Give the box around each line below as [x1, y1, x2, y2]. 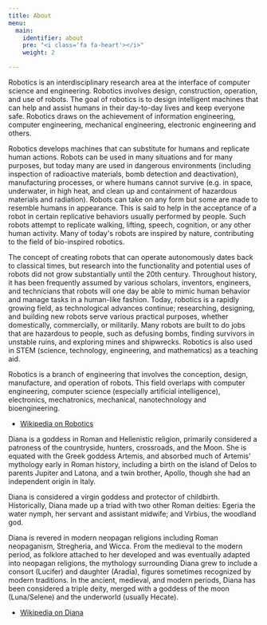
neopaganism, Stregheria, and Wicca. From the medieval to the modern [8, 541, 243, 551]
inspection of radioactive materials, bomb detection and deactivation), [8, 169, 239, 179]
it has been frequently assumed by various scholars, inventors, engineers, [8, 278, 252, 287]
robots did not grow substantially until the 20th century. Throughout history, [8, 269, 257, 279]
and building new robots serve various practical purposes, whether [8, 312, 229, 321]
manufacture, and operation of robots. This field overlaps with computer [8, 378, 245, 387]
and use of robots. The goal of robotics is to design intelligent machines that [8, 95, 259, 104]
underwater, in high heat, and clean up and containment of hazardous [8, 187, 238, 195]
